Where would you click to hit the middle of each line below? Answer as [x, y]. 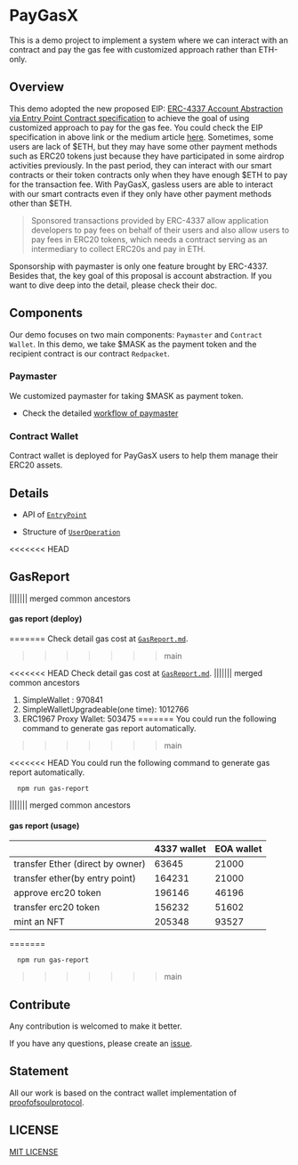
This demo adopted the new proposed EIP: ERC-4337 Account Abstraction [146, 109]
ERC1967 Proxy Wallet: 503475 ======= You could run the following [149, 719]
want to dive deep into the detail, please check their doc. [113, 285]
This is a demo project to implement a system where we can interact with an [149, 40]
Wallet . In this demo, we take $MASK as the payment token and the [133, 344]
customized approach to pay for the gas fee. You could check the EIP [136, 127]
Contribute [40, 1004]
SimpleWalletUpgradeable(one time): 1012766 [105, 709]
